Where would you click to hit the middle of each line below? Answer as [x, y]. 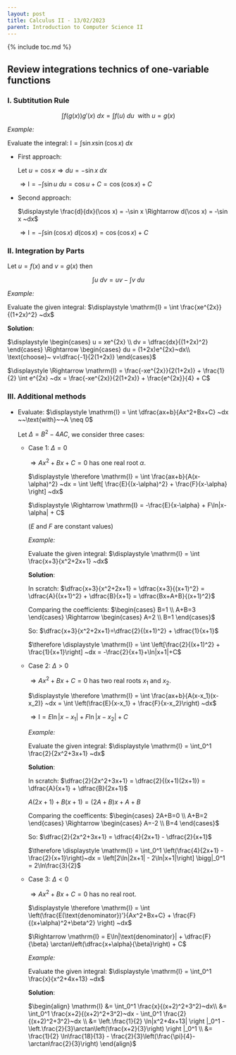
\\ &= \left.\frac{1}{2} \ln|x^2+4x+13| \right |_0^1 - [154, 1021]
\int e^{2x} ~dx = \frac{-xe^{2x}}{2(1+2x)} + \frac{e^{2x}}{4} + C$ [114, 378]
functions [29, 80]
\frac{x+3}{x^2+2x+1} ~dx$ [68, 561]
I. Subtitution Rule [38, 100]
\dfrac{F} [198, 936]
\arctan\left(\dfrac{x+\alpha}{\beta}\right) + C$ [118, 944]
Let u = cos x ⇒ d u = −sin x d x [62, 171]
